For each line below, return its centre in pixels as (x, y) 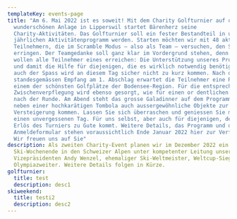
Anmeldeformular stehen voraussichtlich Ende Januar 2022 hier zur (115, 132)
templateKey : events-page (45, 14)
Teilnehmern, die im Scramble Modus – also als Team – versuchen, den (120, 47)
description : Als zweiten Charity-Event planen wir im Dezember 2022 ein (118, 146)
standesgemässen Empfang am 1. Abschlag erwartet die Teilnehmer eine (120, 79)
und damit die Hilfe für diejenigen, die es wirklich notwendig (110, 66)
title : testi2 (34, 198)
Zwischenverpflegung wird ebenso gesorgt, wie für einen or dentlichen (121, 93)
